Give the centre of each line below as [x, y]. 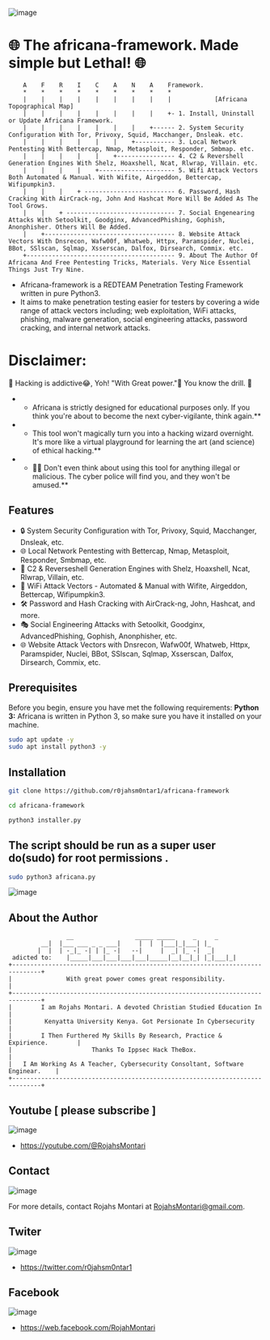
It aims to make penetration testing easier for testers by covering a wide [140, 302]
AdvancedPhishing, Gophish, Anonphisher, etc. [99, 636]
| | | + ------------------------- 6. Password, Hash [132, 191]
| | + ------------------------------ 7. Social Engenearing [139, 213]
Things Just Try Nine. [46, 269]
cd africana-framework [46, 805]
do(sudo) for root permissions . [89, 859]
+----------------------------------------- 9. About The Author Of [141, 256]
